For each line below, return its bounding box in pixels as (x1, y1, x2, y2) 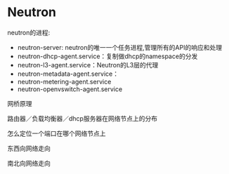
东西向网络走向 (7, 144, 51, 152)
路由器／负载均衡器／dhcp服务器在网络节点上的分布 (7, 114, 158, 123)
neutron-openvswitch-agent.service (17, 85, 123, 93)
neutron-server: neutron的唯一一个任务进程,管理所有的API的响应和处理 (17, 43, 223, 51)
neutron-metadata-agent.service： (17, 69, 119, 78)
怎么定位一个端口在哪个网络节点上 (7, 129, 106, 138)
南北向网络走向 (7, 159, 51, 167)
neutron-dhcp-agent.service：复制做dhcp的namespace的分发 (17, 52, 198, 60)
